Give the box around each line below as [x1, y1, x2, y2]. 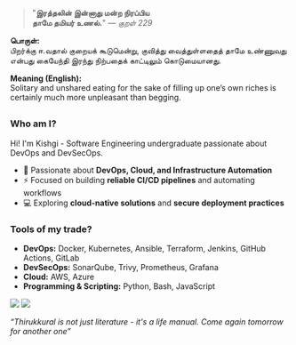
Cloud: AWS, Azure [22, 271, 95, 283]
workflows [22, 187, 62, 198]
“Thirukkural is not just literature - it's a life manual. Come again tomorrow [10, 317, 284, 327]
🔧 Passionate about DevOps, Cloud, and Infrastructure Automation [22, 164, 273, 175]
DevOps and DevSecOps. [10, 147, 103, 158]
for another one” [10, 326, 71, 337]
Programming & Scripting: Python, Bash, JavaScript [22, 281, 216, 292]
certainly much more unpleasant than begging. [10, 92, 181, 102]
